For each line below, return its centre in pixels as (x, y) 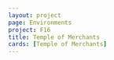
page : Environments (40, 23)
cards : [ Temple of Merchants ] (58, 44)
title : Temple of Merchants (54, 37)
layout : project (35, 15)
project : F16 (29, 30)
